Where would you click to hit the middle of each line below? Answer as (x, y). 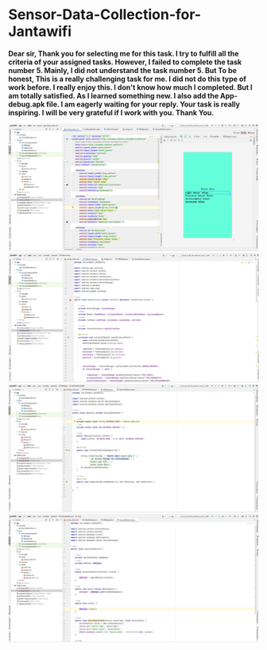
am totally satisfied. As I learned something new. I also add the (114, 95)
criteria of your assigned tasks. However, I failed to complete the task (125, 62)
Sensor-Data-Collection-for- (104, 15)
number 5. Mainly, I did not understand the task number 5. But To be (122, 70)
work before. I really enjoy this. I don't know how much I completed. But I (130, 87)
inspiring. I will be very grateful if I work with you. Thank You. (111, 112)
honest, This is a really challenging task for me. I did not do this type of (127, 79)
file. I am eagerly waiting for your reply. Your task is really (143, 104)
